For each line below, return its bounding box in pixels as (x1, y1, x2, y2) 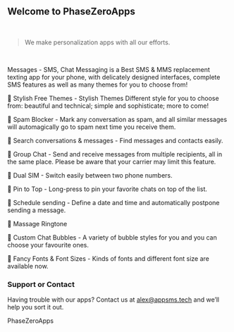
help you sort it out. (7, 303, 64, 312)
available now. (7, 262, 49, 270)
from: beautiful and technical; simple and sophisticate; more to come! (7, 102, 209, 110)
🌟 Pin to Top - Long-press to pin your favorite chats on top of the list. (7, 185, 208, 193)
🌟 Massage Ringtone (7, 219, 68, 228)
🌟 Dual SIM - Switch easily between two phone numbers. (7, 171, 173, 179)
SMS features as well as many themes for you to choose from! (7, 80, 188, 89)
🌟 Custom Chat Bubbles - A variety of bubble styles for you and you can (7, 233, 217, 242)
